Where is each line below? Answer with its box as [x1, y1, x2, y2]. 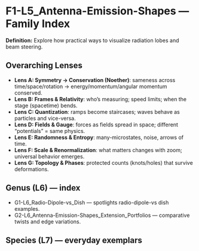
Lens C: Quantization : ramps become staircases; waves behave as [14, 108, 180, 115]
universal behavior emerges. [14, 153, 85, 160]
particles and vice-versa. [14, 114, 76, 122]
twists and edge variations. [14, 217, 81, 225]
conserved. [14, 89, 42, 96]
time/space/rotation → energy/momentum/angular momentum [14, 83, 168, 90]
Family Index [5, 17, 71, 31]
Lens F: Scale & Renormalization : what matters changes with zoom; [14, 146, 183, 153]
